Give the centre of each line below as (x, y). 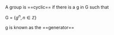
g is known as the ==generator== (40, 27)
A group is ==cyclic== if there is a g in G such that (57, 7)
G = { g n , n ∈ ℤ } (21, 17)
